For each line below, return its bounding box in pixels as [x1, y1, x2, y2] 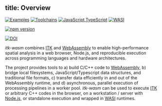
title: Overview [5, 4, 51, 12]
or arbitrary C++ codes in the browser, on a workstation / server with [5, 90, 144, 96]
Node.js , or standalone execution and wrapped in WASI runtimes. [5, 95, 136, 101]
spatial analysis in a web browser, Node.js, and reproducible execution [5, 50, 146, 56]
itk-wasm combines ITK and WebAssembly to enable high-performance [5, 45, 149, 50]
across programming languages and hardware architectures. [5, 55, 126, 61]
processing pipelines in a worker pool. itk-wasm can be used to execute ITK [5, 85, 157, 91]
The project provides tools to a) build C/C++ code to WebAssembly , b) [5, 64, 146, 70]
